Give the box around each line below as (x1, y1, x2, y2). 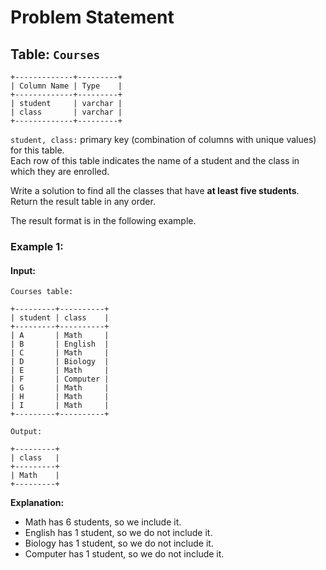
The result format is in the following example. (10, 215, 197, 226)
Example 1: (10, 239, 64, 253)
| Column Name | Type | (10, 81, 123, 91)
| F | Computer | (10, 374, 110, 385)
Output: (10, 427, 43, 437)
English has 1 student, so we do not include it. (24, 527, 213, 539)
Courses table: (10, 287, 74, 297)
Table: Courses (10, 46, 101, 63)
